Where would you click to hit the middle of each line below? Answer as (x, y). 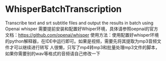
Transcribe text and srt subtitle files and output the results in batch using (79, 23)
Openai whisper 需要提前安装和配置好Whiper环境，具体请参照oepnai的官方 (82, 29)
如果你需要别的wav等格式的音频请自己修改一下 (53, 54)
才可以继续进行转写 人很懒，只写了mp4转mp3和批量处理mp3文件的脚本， (84, 47)
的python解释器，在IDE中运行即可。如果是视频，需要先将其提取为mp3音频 (81, 41)
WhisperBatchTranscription (63, 9)
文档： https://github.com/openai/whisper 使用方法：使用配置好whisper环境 (82, 35)
